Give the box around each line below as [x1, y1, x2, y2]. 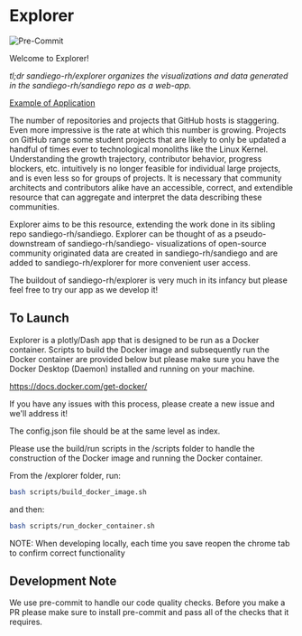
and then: [9, 503, 45, 515]
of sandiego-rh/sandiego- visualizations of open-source [57, 238, 267, 248]
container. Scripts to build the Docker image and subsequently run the [9, 344, 270, 355]
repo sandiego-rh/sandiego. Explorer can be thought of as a [9, 228, 233, 239]
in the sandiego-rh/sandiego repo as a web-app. [9, 79, 192, 90]
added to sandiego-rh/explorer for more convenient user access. [9, 257, 251, 267]
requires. [9, 616, 43, 628]
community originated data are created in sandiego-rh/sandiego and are [9, 248, 278, 258]
